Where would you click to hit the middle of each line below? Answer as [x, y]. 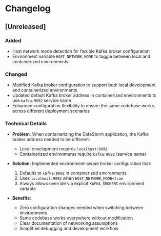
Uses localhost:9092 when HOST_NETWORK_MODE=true [71, 178]
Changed [16, 74]
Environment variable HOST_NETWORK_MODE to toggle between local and [81, 56]
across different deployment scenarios [51, 111]
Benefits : [21, 198]
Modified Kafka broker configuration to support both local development [84, 85]
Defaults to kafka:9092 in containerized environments [73, 173]
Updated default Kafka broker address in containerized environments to [84, 95]
